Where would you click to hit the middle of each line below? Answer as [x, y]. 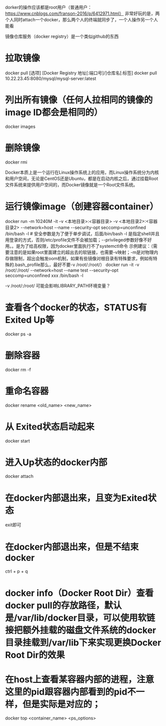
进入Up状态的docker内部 [56, 462]
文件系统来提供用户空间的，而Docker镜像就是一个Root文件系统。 [71, 184]
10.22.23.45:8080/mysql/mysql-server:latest [51, 78]
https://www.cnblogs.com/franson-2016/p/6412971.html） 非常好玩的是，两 [83, 13]
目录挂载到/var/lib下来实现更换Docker [83, 642]
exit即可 [13, 525]
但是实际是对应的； [62, 704]
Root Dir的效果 [35, 655]
